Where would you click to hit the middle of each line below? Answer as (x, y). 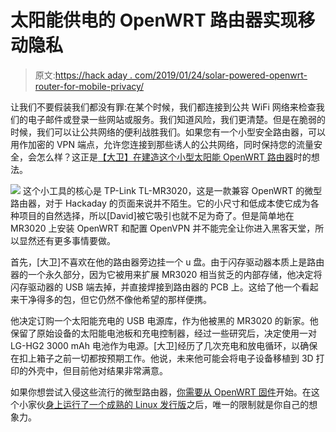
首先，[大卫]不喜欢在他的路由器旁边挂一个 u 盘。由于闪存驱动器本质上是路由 (167, 262)
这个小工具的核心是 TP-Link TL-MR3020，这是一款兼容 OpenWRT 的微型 (172, 190)
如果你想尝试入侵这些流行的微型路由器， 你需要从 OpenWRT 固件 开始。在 (161, 392)
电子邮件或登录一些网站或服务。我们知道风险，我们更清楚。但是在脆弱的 (176, 119)
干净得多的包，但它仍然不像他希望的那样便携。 (115, 299)
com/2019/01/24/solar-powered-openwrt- (221, 75)
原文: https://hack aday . (83, 75)
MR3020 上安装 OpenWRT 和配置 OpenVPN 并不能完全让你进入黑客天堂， (163, 228)
